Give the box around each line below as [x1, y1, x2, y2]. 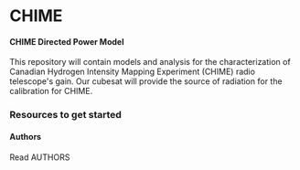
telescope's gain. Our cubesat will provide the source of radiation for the [9, 76, 283, 87]
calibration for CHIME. [9, 86, 93, 97]
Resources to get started [9, 109, 122, 122]
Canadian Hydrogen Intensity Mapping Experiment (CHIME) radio [9, 66, 256, 78]
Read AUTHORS [9, 152, 70, 163]
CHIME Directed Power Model [9, 36, 124, 47]
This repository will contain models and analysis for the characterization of [9, 57, 291, 68]
